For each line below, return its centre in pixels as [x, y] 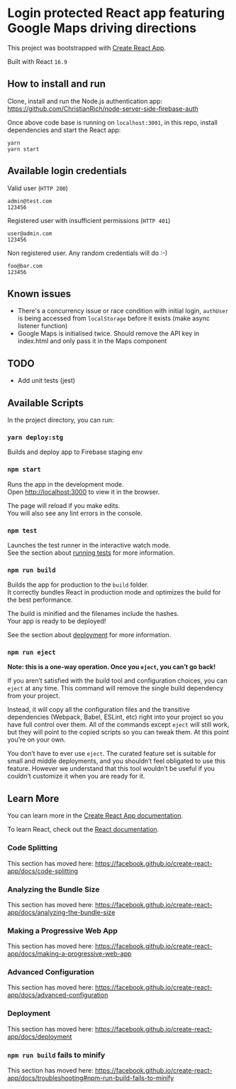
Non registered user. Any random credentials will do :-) [88, 253]
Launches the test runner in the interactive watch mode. [89, 545]
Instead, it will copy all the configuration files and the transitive [99, 710]
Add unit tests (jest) [46, 381]
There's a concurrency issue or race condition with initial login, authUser [123, 311]
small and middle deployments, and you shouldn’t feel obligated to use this [116, 761]
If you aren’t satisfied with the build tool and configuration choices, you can [118, 681]
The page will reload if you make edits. [64, 505]
